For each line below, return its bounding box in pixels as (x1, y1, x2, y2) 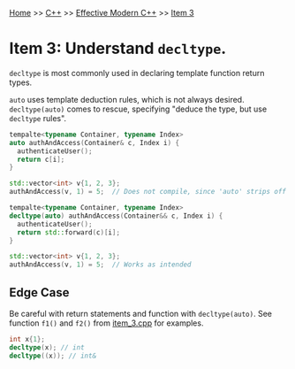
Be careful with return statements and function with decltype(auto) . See (9, 309, 272, 319)
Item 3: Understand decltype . (9, 39, 227, 58)
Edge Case (9, 285, 70, 300)
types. (9, 77, 33, 88)
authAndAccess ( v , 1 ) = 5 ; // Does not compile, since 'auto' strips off (9, 188, 287, 196)
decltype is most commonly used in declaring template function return (9, 67, 265, 78)
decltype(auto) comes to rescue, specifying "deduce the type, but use (9, 104, 268, 114)
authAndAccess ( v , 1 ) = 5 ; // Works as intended (9, 260, 192, 269)
